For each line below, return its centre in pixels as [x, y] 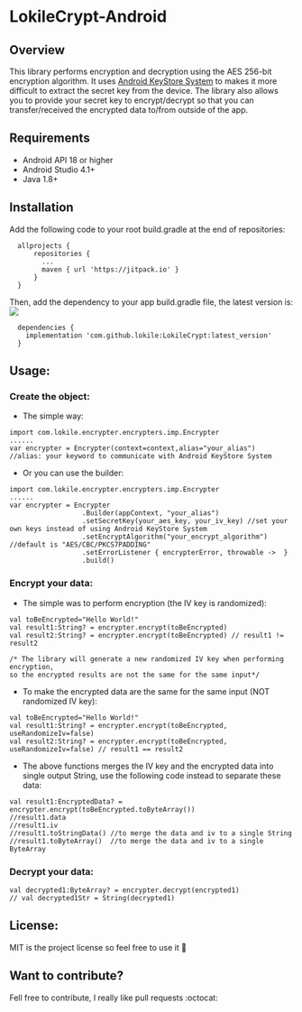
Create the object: [50, 396]
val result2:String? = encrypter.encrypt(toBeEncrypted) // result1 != [146, 635]
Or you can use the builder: [73, 473]
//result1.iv [34, 825]
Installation [41, 208]
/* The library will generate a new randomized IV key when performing [146, 659]
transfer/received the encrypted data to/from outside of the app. [129, 110]
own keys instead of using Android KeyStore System [108, 529]
